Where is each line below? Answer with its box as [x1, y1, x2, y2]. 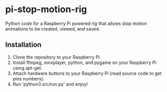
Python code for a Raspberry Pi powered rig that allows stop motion [5, 20, 147, 26]
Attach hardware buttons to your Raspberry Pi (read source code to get [12, 70, 162, 76]
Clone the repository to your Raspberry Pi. [12, 54, 102, 60]
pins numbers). [12, 75, 45, 82]
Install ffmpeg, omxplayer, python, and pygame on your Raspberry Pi [12, 59, 156, 66]
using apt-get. [12, 65, 43, 71]
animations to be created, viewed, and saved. [5, 25, 101, 32]
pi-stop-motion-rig [5, 4, 87, 15]
